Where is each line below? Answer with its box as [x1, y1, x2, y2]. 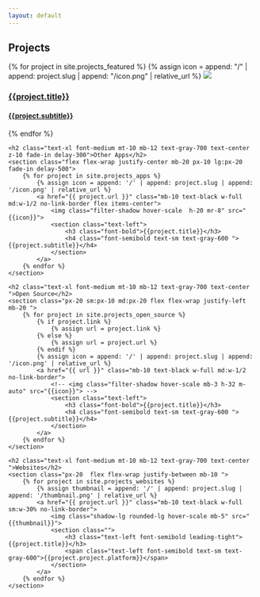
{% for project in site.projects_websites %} [22, 477, 176, 485]
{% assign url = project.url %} [50, 338, 158, 346]
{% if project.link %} [36, 318, 112, 325]
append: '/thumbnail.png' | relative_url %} [8, 491, 158, 499]
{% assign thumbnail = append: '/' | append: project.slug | [36, 484, 243, 492]
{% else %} [36, 331, 73, 340]
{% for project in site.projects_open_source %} [22, 310, 186, 318]
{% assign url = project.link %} [50, 325, 161, 333]
